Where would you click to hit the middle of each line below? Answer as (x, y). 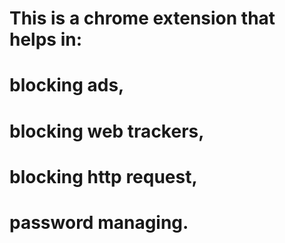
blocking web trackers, (107, 131)
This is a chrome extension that (142, 18)
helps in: (46, 39)
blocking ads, (67, 85)
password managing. (99, 222)
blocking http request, (103, 176)
